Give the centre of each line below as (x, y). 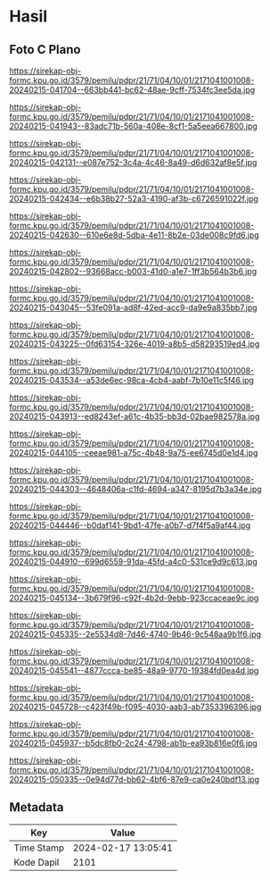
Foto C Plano (45, 50)
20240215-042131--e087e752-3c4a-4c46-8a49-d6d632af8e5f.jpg (133, 162)
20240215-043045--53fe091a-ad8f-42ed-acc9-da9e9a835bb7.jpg (133, 307)
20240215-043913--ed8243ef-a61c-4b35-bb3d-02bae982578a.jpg (135, 416)
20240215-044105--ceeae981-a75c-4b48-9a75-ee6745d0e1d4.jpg (134, 453)
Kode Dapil (37, 862)
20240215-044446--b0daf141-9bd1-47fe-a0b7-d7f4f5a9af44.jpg (130, 525)
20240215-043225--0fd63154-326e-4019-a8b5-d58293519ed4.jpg (135, 344)
